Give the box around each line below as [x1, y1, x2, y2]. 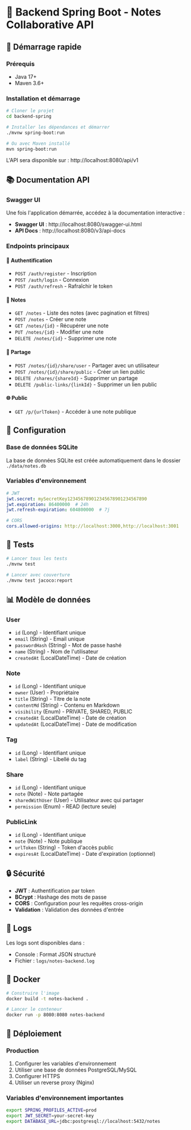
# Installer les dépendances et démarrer [6, 124, 110, 130]
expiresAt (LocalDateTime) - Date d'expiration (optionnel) [14, 850, 156, 858]
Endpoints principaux [6, 242, 69, 250]
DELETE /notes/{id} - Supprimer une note [14, 335, 117, 342]
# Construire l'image [6, 990, 60, 996]
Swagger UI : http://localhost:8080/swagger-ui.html [14, 221, 142, 228]
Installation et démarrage [6, 94, 81, 103]
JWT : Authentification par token [14, 887, 95, 895]
